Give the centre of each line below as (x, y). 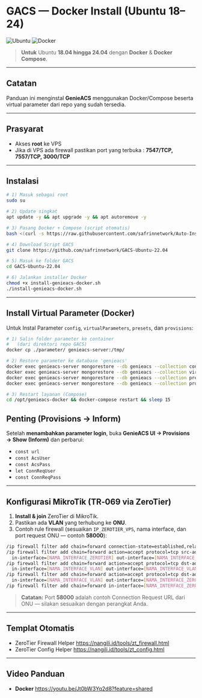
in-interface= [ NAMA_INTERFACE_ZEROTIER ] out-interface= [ (84, 558)
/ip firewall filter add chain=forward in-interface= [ (76, 586)
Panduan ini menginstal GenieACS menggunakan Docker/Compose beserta (100, 98)
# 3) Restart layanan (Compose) (47, 394)
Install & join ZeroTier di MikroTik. (57, 516)
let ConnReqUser (35, 471)
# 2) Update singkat (32, 212)
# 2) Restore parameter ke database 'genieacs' (67, 361)
